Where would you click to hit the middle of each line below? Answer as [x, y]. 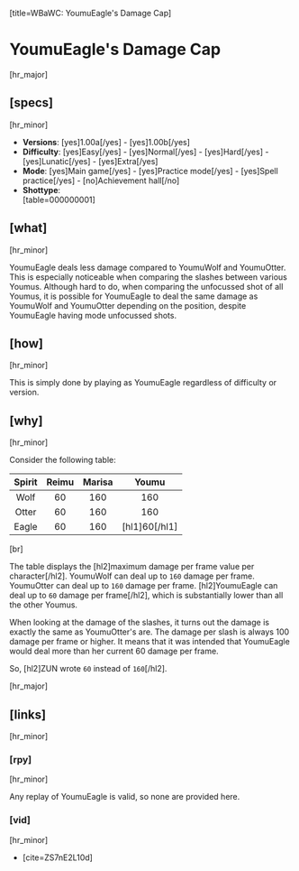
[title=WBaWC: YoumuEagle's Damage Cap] [91, 13]
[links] [28, 714]
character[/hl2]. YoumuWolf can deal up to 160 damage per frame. [132, 576]
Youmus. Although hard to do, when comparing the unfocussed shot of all [146, 286]
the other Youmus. [44, 605]
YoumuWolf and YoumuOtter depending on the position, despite [128, 305]
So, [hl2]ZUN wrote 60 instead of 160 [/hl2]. [88, 669]
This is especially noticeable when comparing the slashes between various [149, 277]
